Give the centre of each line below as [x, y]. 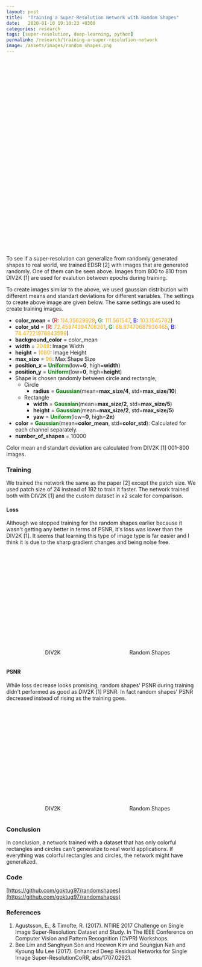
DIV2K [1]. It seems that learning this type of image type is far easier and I [98, 536]
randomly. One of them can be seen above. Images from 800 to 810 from [97, 271]
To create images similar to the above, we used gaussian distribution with [97, 289]
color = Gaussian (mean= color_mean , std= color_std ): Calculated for [101, 423]
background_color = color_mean [56, 340]
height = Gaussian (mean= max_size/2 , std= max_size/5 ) [103, 410]
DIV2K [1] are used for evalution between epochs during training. [87, 277]
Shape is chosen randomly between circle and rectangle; [86, 378]
